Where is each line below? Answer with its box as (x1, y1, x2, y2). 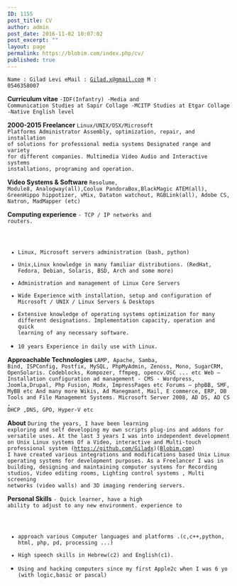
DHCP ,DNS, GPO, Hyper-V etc (7, 406, 94, 413)
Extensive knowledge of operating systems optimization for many (17, 310, 215, 317)
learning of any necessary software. (17, 329, 130, 337)
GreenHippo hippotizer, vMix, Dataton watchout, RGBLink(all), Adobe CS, (7, 191, 231, 198)
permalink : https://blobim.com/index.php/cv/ (7, 50, 144, 57)
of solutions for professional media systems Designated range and (7, 140, 211, 147)
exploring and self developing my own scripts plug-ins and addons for (7, 426, 224, 433)
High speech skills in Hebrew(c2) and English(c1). (17, 551, 174, 558)
